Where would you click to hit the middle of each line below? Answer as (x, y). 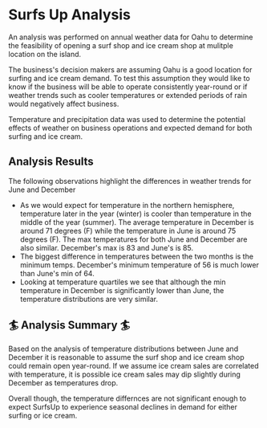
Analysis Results (51, 162)
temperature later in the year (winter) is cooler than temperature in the (136, 214)
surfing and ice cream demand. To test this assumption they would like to (129, 78)
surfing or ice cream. (43, 415)
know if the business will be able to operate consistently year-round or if (128, 87)
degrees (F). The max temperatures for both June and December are (133, 239)
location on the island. (45, 54)
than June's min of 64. (57, 273)
